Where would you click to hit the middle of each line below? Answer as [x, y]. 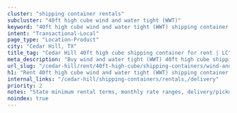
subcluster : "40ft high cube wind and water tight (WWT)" [94, 20]
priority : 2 [25, 86]
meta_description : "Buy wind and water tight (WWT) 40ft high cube [109, 60]
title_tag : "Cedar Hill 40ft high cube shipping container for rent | [113, 53]
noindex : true [28, 99]
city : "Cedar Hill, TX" [42, 46]
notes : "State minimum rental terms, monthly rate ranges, [96, 92]
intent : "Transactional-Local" [53, 33]
